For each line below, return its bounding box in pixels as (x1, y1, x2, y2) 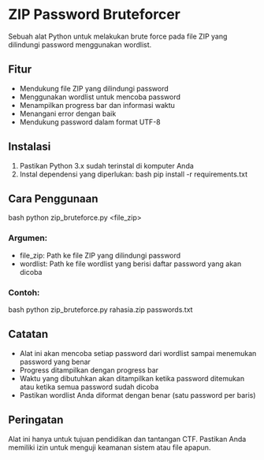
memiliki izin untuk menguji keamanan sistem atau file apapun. (8, 443, 211, 452)
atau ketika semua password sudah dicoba (19, 382, 159, 391)
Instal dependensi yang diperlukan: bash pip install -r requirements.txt (19, 169, 248, 179)
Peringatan (8, 414, 64, 427)
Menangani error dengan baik (19, 109, 117, 118)
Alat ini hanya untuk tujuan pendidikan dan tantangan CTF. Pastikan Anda (8, 434, 247, 443)
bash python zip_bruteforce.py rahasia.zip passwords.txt (8, 305, 193, 314)
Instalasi (8, 140, 51, 154)
